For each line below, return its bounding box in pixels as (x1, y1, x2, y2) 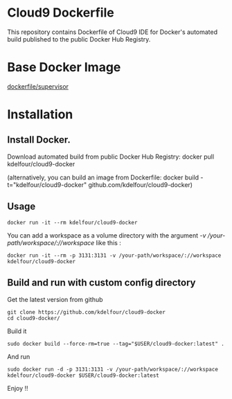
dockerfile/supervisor (7, 82, 69, 91)
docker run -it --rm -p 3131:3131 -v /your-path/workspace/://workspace (7, 251, 222, 259)
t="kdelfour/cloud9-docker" (7, 180, 87, 188)
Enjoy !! (7, 384, 29, 392)
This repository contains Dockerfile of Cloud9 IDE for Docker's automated (7, 28, 218, 36)
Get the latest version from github (7, 295, 103, 303)
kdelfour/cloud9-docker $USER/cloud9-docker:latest (7, 372, 159, 379)
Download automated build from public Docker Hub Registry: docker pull (7, 152, 215, 161)
